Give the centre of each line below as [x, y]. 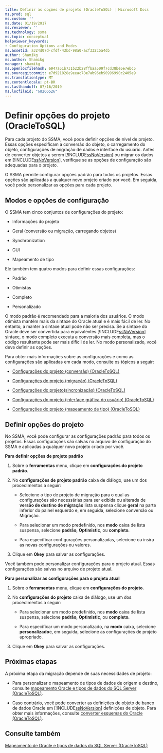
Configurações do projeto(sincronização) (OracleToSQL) [69, 390]
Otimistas [22, 288]
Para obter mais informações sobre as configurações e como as [69, 357]
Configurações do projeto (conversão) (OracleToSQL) [66, 371]
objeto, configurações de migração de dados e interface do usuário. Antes [80, 150]
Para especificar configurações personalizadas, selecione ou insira [87, 539]
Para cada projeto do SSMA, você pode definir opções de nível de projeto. [80, 139]
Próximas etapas [31, 662]
